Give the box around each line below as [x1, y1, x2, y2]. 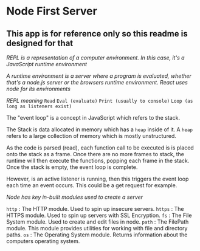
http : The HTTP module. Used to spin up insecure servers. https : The [6, 205, 184, 212]
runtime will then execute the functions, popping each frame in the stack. [6, 157, 190, 164]
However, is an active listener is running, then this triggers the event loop [6, 175, 189, 182]
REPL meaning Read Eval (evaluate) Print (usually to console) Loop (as [6, 97, 193, 104]
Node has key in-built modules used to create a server [6, 193, 143, 201]
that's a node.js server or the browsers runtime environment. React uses [6, 79, 188, 86]
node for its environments [6, 85, 71, 92]
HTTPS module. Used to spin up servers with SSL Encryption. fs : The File [6, 211, 192, 219]
